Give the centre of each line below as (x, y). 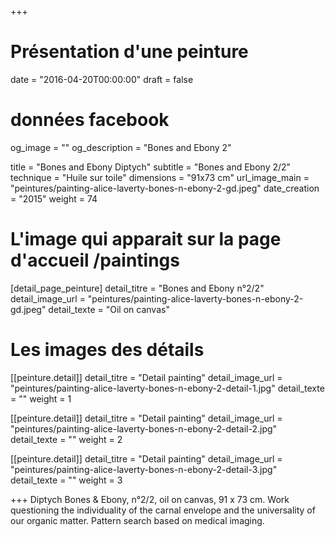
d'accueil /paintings (95, 260)
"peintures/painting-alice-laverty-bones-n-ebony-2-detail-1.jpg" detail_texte (167, 388)
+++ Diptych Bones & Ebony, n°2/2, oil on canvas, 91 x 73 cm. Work (150, 499)
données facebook (90, 120)
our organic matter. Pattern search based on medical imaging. (137, 520)
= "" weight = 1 (41, 398)
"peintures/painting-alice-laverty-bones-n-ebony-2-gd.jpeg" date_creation (165, 188)
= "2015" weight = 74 (54, 198)
